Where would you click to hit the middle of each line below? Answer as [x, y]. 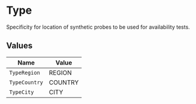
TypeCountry [26, 82]
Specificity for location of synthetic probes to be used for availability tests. [98, 27]
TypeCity [22, 92]
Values [19, 46]
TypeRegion [25, 73]
